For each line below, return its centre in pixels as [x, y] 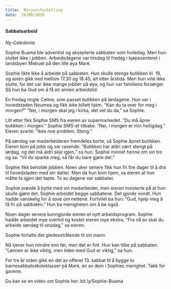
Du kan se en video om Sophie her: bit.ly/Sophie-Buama [65, 281]
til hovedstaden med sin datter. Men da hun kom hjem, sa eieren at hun [80, 172]
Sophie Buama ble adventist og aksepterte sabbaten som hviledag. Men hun [86, 52]
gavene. [14, 271]
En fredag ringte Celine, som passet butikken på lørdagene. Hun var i [78, 99]
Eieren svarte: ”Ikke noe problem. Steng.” [49, 131]
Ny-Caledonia [20, 42]
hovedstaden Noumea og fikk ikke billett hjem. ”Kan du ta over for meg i [81, 105]
